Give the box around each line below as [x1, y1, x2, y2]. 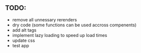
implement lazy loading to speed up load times [12, 32, 107, 38]
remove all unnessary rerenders [12, 17, 77, 22]
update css [12, 37, 35, 43]
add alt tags [12, 27, 37, 33]
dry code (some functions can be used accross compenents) [12, 22, 137, 28]
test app [12, 42, 30, 48]
